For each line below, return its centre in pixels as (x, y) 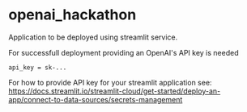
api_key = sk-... (38, 67)
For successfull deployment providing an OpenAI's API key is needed (123, 52)
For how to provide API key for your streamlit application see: (110, 82)
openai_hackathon (72, 15)
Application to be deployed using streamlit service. (93, 37)
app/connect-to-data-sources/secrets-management (96, 99)
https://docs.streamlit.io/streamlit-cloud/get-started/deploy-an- (115, 91)
